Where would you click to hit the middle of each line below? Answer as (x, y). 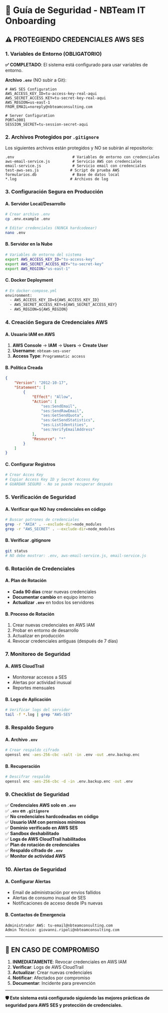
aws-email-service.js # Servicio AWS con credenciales (73, 162)
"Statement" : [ (30, 388)
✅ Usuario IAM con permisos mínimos (45, 822)
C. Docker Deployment (29, 280)
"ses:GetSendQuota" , (62, 416)
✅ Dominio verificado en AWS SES (41, 828)
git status (16, 551)
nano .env (15, 233)
